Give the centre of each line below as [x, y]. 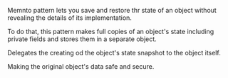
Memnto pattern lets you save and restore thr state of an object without [112, 10]
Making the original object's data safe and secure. [81, 66]
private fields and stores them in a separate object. [82, 39]
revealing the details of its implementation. [69, 18]
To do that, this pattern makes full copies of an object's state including [111, 32]
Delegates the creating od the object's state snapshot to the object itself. [114, 53]
